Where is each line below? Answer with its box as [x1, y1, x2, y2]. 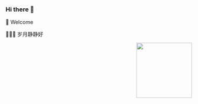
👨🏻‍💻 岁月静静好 [5, 31, 44, 38]
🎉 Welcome [5, 19, 34, 26]
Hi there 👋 [5, 5, 35, 14]
